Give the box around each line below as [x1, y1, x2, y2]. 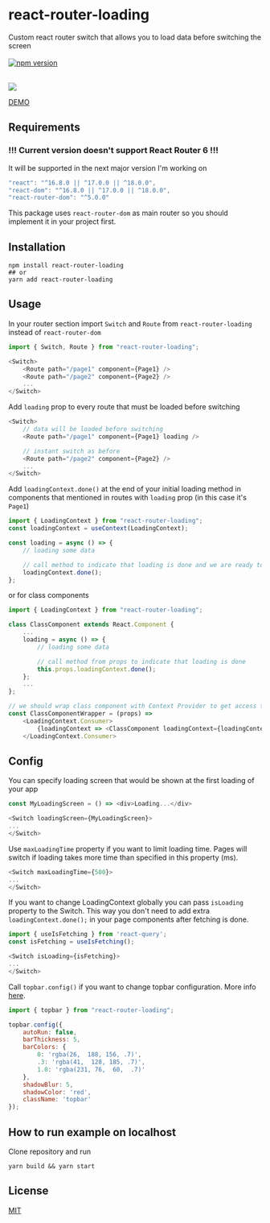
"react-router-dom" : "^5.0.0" [8, 193, 110, 202]
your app [8, 784, 39, 794]
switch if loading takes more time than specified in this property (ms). [8, 852, 239, 862]
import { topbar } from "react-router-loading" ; [8, 1005, 174, 1014]
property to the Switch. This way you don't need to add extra [8, 906, 211, 916]
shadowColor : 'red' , [22, 1088, 92, 1097]
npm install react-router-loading [8, 262, 125, 270]
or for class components [8, 591, 90, 600]
